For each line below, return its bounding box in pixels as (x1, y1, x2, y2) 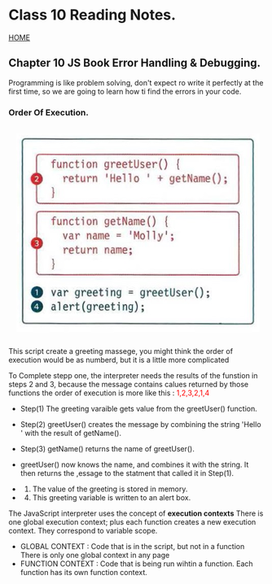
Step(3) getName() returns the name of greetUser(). (20, 444, 195, 454)
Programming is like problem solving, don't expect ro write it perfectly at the (8, 77, 264, 87)
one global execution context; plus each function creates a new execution (8, 517, 257, 527)
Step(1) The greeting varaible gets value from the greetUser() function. (20, 404, 258, 414)
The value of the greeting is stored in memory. (32, 484, 188, 494)
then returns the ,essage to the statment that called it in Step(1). (20, 469, 235, 478)
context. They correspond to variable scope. (8, 526, 158, 536)
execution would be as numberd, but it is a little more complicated (8, 355, 230, 365)
